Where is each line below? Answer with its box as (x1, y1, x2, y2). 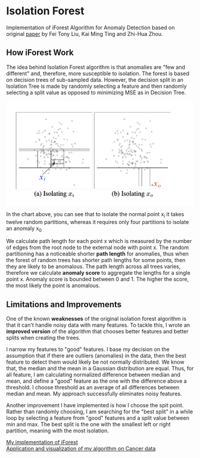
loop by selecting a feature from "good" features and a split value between (6, 414, 189, 422)
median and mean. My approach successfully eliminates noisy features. (6, 390, 182, 398)
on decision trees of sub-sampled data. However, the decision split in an (6, 76, 183, 83)
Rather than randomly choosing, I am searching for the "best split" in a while (6, 408, 193, 416)
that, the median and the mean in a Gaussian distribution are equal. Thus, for (6, 365, 194, 372)
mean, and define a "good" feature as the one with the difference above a (6, 377, 187, 385)
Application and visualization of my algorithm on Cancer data (6, 445, 156, 452)
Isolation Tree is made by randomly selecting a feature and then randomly (6, 82, 187, 90)
